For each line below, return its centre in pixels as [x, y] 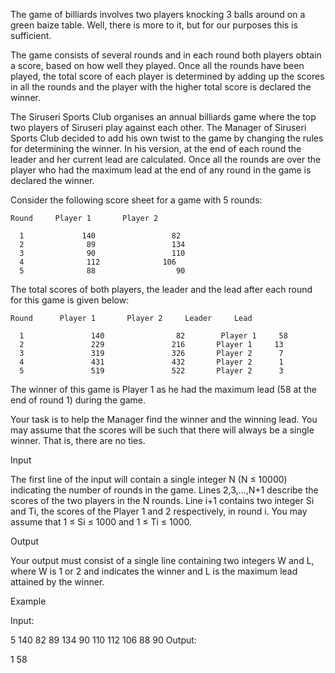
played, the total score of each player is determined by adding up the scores [167, 76]
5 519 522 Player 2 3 [151, 371]
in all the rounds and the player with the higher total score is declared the [161, 87]
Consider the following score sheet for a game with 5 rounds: [136, 200]
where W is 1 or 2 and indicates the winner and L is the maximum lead [154, 571]
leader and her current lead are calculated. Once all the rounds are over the [166, 159]
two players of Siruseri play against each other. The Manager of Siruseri [158, 127]
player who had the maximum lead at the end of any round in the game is [161, 170]
